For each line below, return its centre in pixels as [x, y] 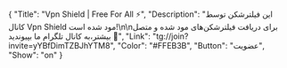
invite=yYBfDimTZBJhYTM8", [62, 45]
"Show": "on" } [36, 55]
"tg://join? [170, 36]
